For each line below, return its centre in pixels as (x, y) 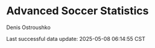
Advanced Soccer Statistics (77, 11)
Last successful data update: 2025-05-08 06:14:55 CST (76, 39)
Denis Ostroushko (29, 27)
